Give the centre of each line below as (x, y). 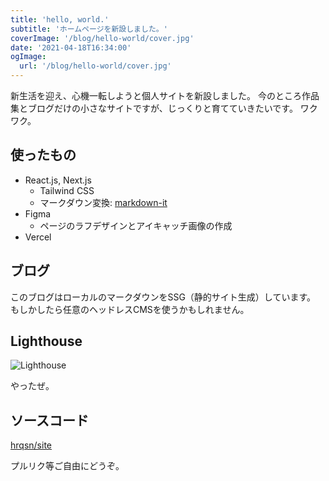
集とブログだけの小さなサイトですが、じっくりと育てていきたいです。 (154, 108)
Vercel (38, 237)
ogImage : (28, 57)
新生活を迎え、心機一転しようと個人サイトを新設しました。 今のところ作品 (165, 95)
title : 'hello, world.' (60, 19)
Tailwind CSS (67, 190)
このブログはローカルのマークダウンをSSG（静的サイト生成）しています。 (163, 297)
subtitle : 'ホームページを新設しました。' (89, 29)
